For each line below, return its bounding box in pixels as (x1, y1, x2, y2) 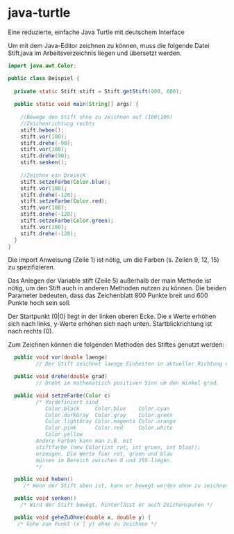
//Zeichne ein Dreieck (20, 172, 86, 179)
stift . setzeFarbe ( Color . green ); (20, 217, 114, 224)
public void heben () (14, 476, 74, 483)
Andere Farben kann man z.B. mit (35, 437, 133, 445)
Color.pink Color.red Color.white (44, 425, 173, 432)
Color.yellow (44, 431, 83, 438)
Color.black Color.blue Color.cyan (44, 405, 170, 412)
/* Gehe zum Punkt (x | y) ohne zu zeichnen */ (17, 520, 158, 527)
